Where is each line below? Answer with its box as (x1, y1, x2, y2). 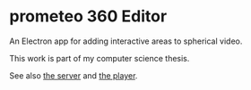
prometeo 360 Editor (9, 6, 168, 27)
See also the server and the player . (9, 70, 138, 81)
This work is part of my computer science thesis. (9, 53, 190, 63)
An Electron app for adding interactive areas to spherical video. (9, 36, 243, 46)
